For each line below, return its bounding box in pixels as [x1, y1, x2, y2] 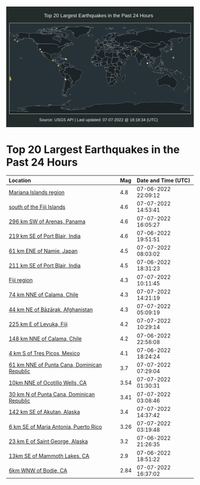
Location [8, 177, 32, 184]
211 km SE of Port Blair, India [8, 262, 81, 269]
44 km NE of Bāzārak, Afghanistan [8, 306, 93, 313]
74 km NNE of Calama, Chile [8, 291, 79, 299]
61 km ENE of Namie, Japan [8, 247, 78, 254]
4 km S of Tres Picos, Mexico [8, 350, 80, 357]
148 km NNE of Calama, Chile [8, 335, 82, 342]
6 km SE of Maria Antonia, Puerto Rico [8, 423, 102, 430]
